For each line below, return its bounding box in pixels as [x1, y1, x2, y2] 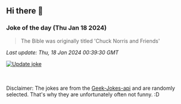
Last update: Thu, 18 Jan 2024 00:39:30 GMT [6, 49, 119, 56]
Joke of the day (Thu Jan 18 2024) [6, 24, 107, 32]
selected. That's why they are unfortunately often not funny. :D [6, 90, 160, 98]
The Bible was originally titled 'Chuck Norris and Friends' [20, 37, 160, 45]
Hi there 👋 [6, 6, 43, 16]
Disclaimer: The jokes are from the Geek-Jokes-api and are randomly [6, 84, 175, 92]
